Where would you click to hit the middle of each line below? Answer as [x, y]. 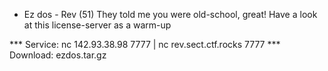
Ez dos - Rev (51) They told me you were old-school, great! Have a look [170, 14]
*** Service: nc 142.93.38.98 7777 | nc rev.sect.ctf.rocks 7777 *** [145, 44]
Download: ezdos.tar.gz [58, 55]
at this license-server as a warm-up [97, 25]
